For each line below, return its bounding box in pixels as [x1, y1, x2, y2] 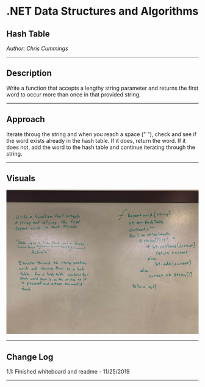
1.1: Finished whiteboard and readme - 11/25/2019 [6, 368, 130, 375]
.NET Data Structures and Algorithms [6, 4, 199, 18]
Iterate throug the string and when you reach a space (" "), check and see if [6, 130, 197, 138]
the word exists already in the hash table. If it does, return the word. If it [6, 137, 186, 144]
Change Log [6, 352, 54, 362]
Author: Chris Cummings [6, 45, 68, 52]
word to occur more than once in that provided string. [6, 90, 142, 98]
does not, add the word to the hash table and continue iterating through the [6, 143, 195, 151]
